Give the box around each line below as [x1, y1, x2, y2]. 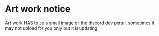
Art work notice [5, 3, 71, 15]
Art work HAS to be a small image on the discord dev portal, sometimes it [5, 20, 155, 26]
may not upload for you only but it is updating [5, 25, 98, 31]
